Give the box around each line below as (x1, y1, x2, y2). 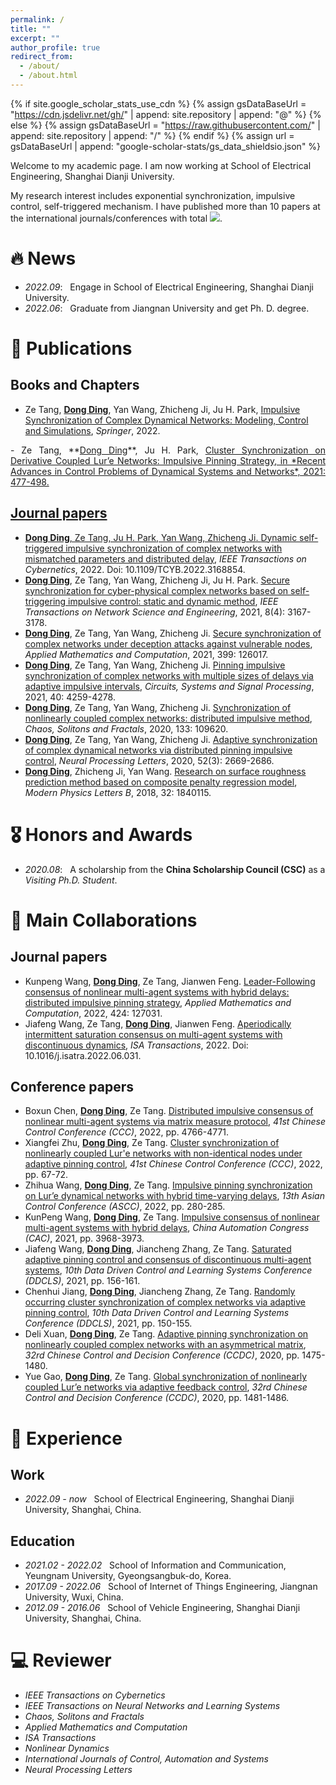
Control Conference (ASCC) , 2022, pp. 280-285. (24, 1201, 226, 1213)
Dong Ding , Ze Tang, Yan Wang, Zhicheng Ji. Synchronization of (24, 701, 292, 713)
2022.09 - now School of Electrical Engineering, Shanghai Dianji (24, 1493, 295, 1505)
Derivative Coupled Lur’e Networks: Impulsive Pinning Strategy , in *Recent (10, 454, 326, 466)
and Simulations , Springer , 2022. (24, 424, 161, 436)
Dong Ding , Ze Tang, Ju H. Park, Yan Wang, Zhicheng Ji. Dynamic (24, 531, 298, 543)
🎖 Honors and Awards (10, 823, 193, 846)
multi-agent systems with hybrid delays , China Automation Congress (24, 1222, 310, 1234)
